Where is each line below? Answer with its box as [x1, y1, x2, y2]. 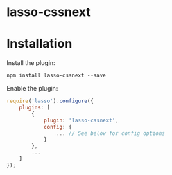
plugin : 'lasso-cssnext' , [43, 117, 119, 124]
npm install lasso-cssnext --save [6, 72, 107, 80]
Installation [6, 36, 73, 52]
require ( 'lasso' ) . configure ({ [6, 98, 94, 104]
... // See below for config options [55, 129, 166, 137]
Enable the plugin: [6, 84, 58, 93]
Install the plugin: [6, 59, 56, 67]
